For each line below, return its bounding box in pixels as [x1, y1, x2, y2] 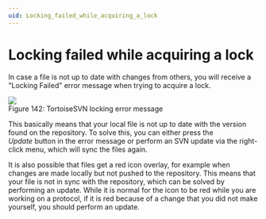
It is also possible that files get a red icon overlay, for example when [8, 159, 230, 169]
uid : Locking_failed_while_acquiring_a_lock [8, 11, 158, 20]
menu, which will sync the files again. [25, 144, 148, 154]
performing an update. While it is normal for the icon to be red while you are [8, 185, 256, 194]
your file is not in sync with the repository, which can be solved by [8, 176, 225, 186]
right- [239, 136, 258, 145]
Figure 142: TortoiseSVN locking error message [8, 104, 164, 113]
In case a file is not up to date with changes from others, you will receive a [8, 72, 252, 82]
